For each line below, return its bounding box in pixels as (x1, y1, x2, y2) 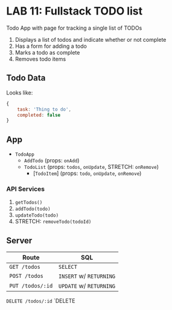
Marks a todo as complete (14, 48, 80, 56)
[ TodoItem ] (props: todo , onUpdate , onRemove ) (33, 170, 142, 177)
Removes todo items (14, 55, 66, 62)
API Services (6, 185, 45, 193)
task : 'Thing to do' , (17, 106, 71, 113)
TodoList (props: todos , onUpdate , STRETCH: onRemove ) (24, 163, 159, 171)
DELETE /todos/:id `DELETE (6, 297, 75, 305)
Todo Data (6, 73, 46, 83)
